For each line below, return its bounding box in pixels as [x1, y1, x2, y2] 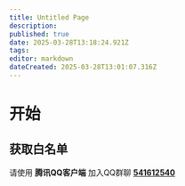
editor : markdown [9, 54, 74, 63]
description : [9, 21, 58, 30]
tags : [9, 46, 29, 55]
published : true [9, 29, 69, 38]
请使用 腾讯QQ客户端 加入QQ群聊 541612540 [9, 166, 176, 178]
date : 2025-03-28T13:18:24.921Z [9, 37, 129, 47]
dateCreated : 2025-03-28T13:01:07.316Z [9, 63, 157, 72]
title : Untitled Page [9, 12, 90, 22]
